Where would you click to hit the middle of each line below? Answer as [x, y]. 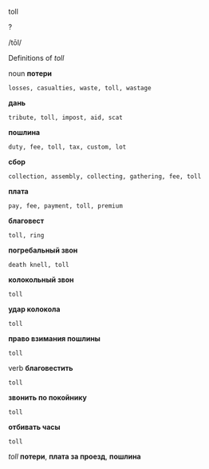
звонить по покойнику [48, 397]
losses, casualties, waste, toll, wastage [80, 88]
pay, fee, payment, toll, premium [66, 206]
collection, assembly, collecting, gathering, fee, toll [105, 177]
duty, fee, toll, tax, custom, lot [67, 147]
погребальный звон [43, 250]
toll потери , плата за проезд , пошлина [75, 456]
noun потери [30, 74]
